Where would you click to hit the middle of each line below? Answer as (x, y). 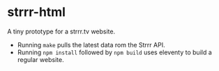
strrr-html (37, 12)
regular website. (40, 59)
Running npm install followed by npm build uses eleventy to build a (115, 52)
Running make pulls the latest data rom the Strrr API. (91, 45)
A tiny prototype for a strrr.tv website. (61, 31)
